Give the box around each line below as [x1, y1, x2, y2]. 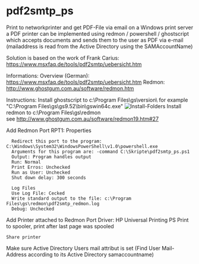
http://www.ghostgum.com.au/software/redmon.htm [6, 84, 134, 92]
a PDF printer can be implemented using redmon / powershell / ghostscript [6, 30, 189, 37]
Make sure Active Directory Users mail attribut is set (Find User [6, 244, 161, 252]
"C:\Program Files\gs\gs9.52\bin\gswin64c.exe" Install [6, 102, 182, 109]
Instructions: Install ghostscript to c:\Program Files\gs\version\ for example [6, 96, 188, 103]
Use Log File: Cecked [11, 190, 65, 196]
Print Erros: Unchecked [11, 164, 70, 170]
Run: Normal [11, 159, 42, 165]
